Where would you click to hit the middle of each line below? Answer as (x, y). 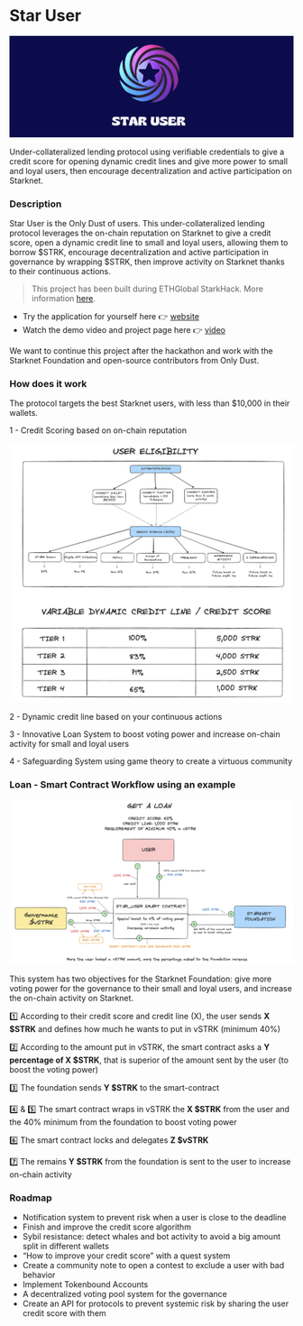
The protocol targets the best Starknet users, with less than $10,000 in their (150, 403)
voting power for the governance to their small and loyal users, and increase (151, 989)
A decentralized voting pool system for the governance (124, 1294)
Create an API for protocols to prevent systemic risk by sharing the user (156, 1303)
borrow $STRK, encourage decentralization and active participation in (139, 253)
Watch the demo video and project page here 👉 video (124, 330)
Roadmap (31, 1198)
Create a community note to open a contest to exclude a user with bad (153, 1266)
